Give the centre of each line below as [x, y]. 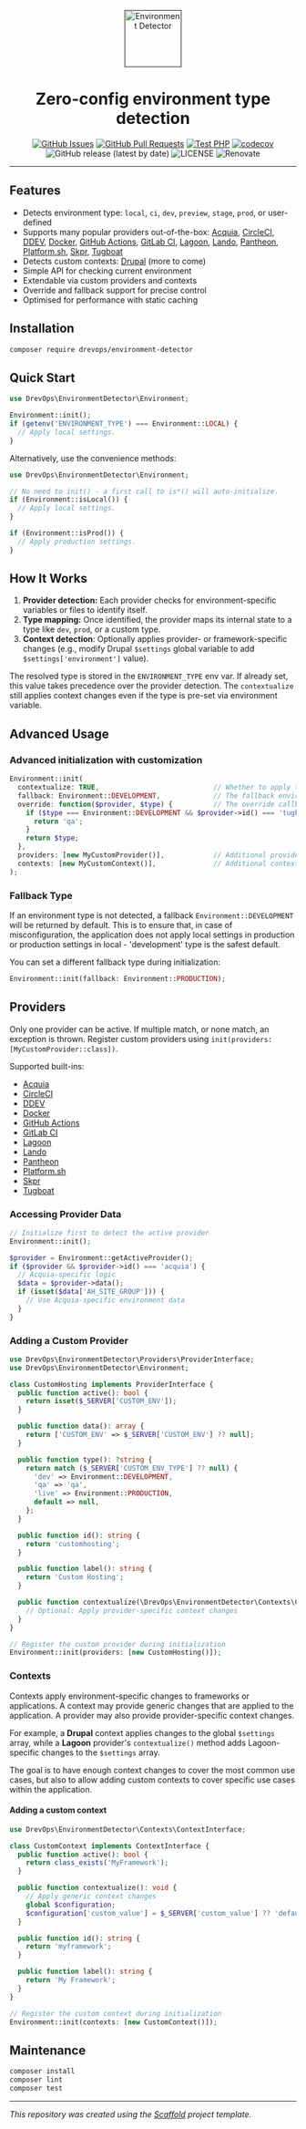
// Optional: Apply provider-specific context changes [132, 1610]
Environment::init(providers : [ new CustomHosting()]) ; [116, 1653]
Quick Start [42, 378]
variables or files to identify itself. [85, 610]
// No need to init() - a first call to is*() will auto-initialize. [144, 491]
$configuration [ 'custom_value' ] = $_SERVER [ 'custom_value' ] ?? [148, 1913]
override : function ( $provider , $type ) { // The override [146, 804]
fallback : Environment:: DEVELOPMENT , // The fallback [146, 796]
